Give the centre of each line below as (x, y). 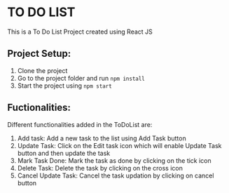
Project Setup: (39, 54)
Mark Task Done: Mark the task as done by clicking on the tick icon (114, 160)
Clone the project (42, 70)
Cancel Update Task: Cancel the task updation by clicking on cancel (116, 175)
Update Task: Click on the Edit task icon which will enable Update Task (119, 145)
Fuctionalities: (39, 108)
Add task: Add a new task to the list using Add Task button (102, 138)
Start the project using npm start (64, 86)
